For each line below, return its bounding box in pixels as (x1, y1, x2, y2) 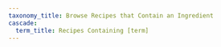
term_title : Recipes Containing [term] (15, 26, 149, 34)
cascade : (8, 19, 38, 27)
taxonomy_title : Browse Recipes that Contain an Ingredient (8, 11, 215, 20)
